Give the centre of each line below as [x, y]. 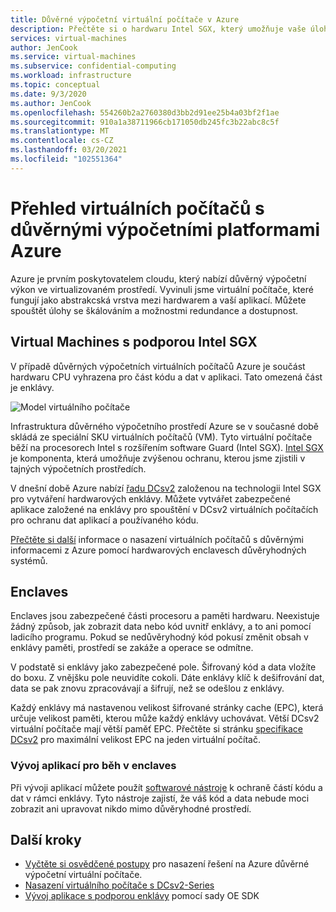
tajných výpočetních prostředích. [78, 468]
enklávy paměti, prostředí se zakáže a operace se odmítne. [132, 648]
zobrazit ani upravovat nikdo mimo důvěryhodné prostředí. [131, 808]
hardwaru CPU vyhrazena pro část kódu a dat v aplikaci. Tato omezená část [166, 377]
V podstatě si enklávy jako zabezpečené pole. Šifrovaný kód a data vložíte [163, 667]
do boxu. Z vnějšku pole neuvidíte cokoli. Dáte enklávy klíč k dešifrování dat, [167, 678]
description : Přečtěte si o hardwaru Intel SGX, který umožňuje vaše [158, 29]
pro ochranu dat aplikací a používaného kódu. [104, 520]
